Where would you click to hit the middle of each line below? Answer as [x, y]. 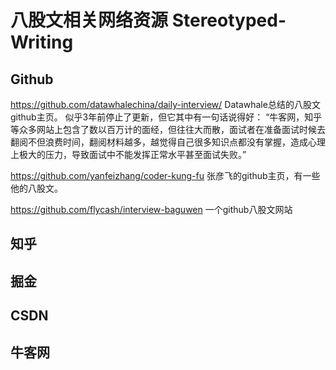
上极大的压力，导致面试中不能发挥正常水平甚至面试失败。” [128, 154]
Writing [42, 42]
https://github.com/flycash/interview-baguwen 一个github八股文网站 [151, 209]
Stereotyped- [229, 20]
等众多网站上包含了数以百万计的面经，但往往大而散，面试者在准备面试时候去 [168, 129]
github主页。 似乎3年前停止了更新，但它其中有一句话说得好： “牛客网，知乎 [166, 117]
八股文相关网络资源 [89, 20]
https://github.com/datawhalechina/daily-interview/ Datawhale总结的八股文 [165, 104]
